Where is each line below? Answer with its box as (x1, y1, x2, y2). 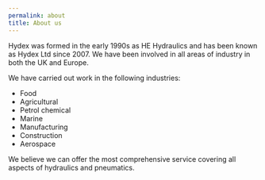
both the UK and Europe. (8, 57, 90, 67)
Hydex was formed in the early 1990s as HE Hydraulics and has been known (8, 40, 258, 50)
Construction (19, 130, 63, 140)
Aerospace (19, 139, 56, 148)
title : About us (8, 19, 62, 27)
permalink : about (8, 11, 66, 20)
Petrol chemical (19, 105, 71, 115)
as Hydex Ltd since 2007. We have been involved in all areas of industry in (8, 49, 251, 59)
